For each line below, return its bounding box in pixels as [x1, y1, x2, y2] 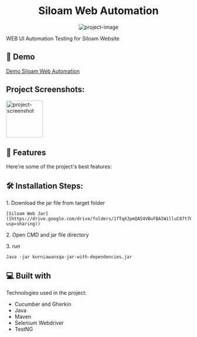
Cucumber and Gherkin [14, 301, 72, 308]
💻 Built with [6, 271, 52, 281]
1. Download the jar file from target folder [6, 200, 106, 207]
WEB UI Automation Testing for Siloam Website [6, 35, 120, 42]
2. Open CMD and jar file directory [6, 231, 89, 238]
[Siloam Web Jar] [6, 211, 49, 217]
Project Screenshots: [6, 85, 85, 95]
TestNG [14, 326, 33, 332]
